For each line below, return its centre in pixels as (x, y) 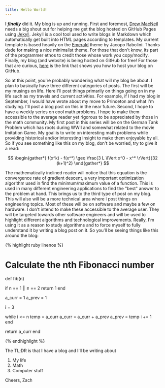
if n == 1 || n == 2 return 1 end (35, 288)
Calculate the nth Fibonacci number (80, 265)
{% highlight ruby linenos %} (34, 245)
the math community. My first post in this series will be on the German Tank (82, 122)
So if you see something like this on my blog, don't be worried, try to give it (81, 143)
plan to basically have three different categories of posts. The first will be (79, 85)
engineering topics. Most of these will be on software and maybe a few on (81, 204)
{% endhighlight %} (25, 341)
